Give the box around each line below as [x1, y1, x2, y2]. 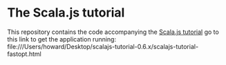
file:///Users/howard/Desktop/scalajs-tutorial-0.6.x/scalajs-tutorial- [7, 42, 199, 50]
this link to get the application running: [7, 35, 116, 43]
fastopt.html [7, 50, 41, 58]
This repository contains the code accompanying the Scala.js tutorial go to [7, 28, 219, 36]
